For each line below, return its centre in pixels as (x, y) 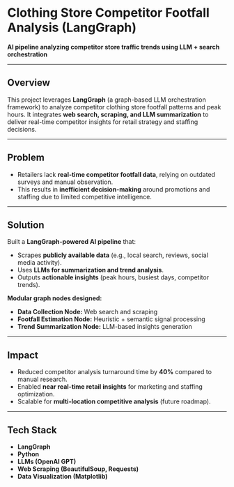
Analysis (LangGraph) (72, 28)
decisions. (22, 129)
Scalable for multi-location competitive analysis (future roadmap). (114, 401)
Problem (26, 158)
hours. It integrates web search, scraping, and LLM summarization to (108, 114)
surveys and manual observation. (65, 182)
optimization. (36, 394)
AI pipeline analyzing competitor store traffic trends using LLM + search (114, 47)
